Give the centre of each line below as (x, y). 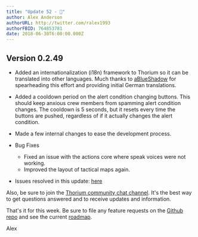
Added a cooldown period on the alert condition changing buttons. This (103, 97)
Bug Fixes (27, 145)
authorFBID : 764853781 (34, 28)
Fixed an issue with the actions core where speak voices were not (105, 156)
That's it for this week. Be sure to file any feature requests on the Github (95, 210)
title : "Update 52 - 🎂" (36, 12)
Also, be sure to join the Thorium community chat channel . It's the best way (99, 192)
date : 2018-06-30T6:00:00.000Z (45, 34)
